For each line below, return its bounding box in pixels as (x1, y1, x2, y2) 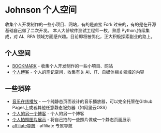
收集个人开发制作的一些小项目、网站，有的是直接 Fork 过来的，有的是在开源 (5, 21, 156, 27)
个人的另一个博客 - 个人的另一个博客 (12, 110, 85, 116)
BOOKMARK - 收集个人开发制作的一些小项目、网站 (12, 63, 113, 68)
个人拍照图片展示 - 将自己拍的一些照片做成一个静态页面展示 (12, 116, 132, 122)
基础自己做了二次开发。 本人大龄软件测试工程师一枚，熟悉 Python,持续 (5, 27, 146, 33)
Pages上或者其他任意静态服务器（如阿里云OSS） (12, 104, 110, 110)
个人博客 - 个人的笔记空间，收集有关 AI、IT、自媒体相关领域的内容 (12, 69, 145, 75)
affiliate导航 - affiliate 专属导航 (12, 122, 73, 129)
